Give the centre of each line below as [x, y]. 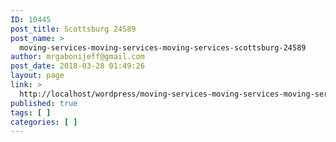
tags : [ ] [31, 112]
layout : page [37, 76]
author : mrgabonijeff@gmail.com [77, 57]
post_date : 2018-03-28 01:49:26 [77, 66]
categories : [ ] [44, 122]
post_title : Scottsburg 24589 [73, 29]
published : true [44, 103]
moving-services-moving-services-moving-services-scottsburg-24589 [163, 47]
